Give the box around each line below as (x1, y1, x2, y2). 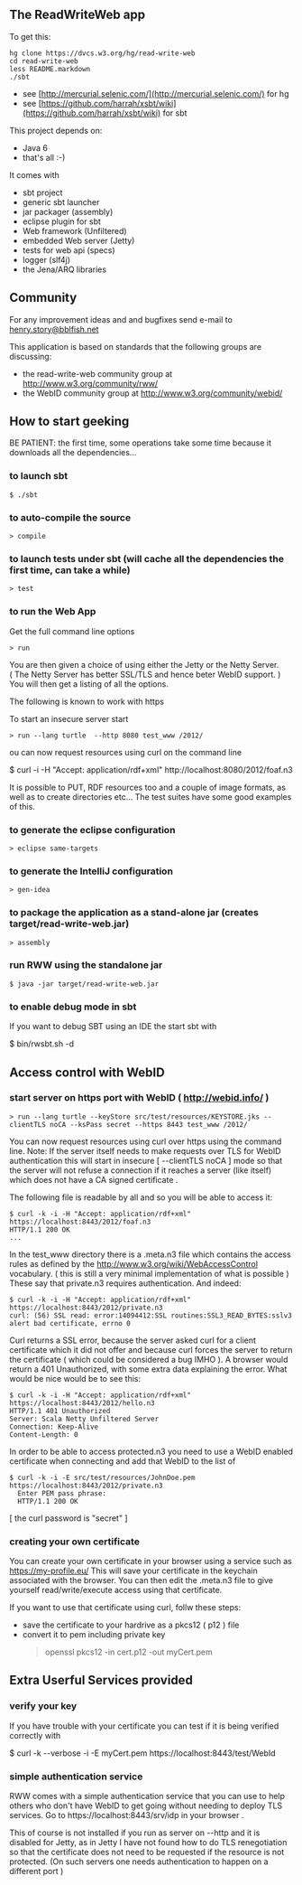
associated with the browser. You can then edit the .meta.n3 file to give (9, 1575, 273, 1586)
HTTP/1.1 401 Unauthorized (9, 1406, 111, 1415)
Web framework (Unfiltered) (22, 225, 128, 236)
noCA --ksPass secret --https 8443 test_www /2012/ (49, 1120, 248, 1129)
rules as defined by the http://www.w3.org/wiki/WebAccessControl (9, 1258, 259, 1269)
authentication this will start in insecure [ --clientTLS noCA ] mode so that (9, 1155, 282, 1166)
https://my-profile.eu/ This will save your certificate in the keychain (9, 1565, 259, 1576)
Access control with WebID (9, 1064, 165, 1080)
